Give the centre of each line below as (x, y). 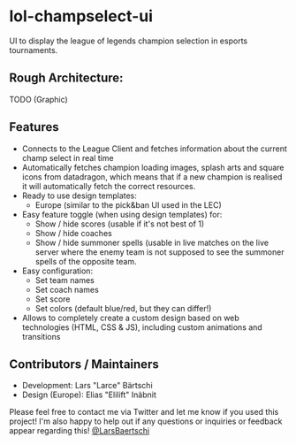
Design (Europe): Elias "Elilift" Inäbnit (89, 395)
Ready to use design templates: (79, 196)
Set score (53, 299)
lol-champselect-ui (81, 16)
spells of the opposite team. (86, 261)
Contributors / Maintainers (84, 364)
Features (34, 127)
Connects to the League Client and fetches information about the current (154, 149)
